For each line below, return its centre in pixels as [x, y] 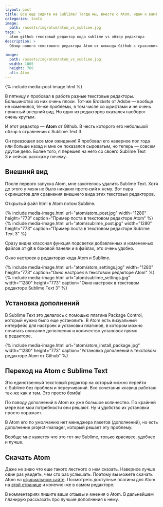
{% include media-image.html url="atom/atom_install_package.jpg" [72, 345]
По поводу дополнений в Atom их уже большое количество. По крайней [81, 403]
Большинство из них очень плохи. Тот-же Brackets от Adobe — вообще [79, 101]
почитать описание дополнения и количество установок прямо [71, 330]
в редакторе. [19, 336]
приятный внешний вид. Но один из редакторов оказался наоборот [75, 112]
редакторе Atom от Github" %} [36, 355]
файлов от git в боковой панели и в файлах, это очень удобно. [70, 248]
